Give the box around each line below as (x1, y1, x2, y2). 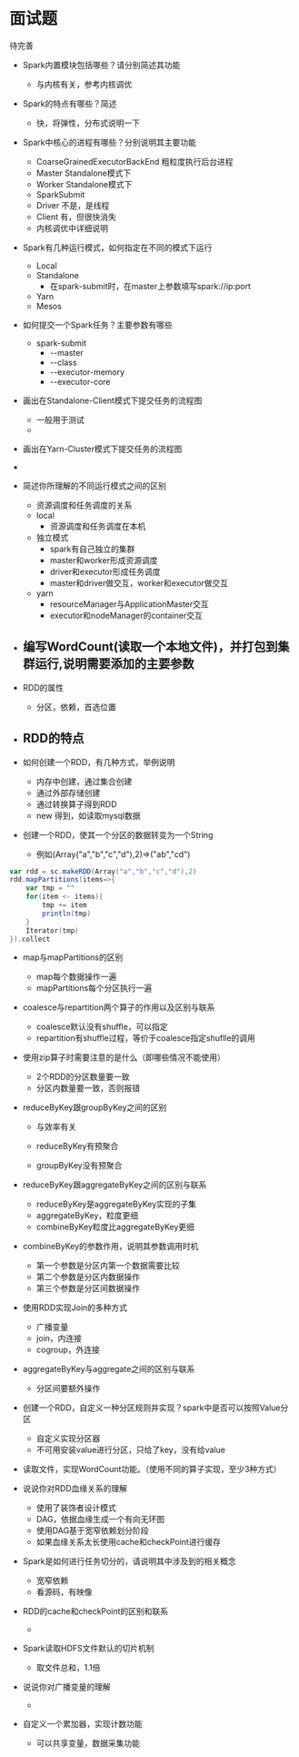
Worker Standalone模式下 (35, 178, 133, 189)
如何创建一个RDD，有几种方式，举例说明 (22, 756, 175, 767)
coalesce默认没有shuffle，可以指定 (35, 1021, 168, 1033)
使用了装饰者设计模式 (35, 1502, 116, 1513)
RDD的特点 (22, 731, 85, 746)
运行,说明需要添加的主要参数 (35, 656, 194, 671)
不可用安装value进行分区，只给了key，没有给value (35, 1444, 225, 1456)
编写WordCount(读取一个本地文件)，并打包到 (22, 639, 278, 655)
